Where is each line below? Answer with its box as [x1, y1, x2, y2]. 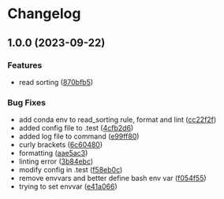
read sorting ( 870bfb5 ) [18, 77, 94, 87]
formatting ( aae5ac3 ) [18, 149, 88, 158]
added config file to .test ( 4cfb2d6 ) [18, 123, 134, 133]
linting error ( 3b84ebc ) [18, 157, 94, 166]
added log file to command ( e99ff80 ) [18, 131, 140, 142]
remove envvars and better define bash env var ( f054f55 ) [18, 174, 207, 183]
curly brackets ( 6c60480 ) [18, 140, 103, 149]
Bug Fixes [7, 97, 47, 108]
